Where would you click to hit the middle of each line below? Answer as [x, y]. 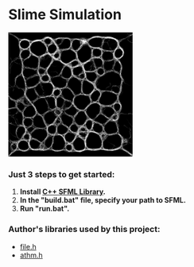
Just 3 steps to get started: [62, 174]
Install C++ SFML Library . [62, 192]
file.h [28, 246]
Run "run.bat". [45, 209]
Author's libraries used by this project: [84, 230]
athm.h [31, 255]
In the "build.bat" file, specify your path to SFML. [103, 200]
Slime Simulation [65, 15]
